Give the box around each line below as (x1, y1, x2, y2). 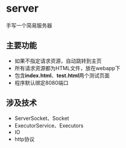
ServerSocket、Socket (14, 115, 69, 122)
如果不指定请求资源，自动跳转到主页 (14, 57, 102, 64)
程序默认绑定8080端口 (14, 79, 69, 86)
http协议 (14, 135, 35, 142)
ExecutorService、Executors (14, 122, 83, 129)
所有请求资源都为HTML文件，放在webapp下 (14, 64, 121, 71)
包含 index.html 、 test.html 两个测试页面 (14, 72, 110, 79)
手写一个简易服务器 (6, 22, 52, 29)
